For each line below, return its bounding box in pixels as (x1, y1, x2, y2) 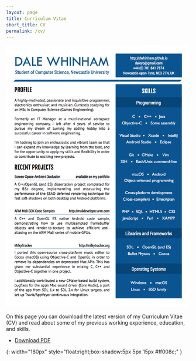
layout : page (6, 9, 38, 15)
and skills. (6, 326, 30, 333)
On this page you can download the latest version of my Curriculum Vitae (6, 313, 183, 320)
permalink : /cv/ (6, 28, 46, 34)
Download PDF (14, 337, 51, 344)
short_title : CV (6, 22, 46, 28)
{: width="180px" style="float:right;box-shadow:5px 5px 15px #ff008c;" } (6, 348, 183, 355)
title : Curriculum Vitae (6, 15, 67, 22)
